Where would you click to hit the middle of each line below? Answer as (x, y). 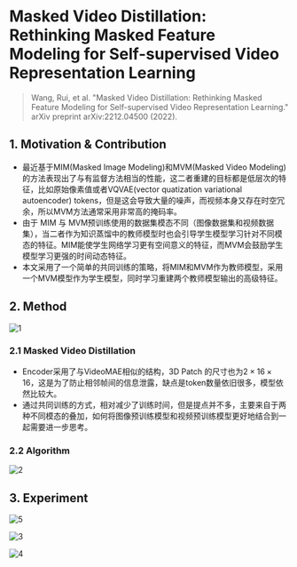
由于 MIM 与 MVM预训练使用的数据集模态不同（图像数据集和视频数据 (148, 222)
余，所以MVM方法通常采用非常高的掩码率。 (102, 212)
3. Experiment (49, 498)
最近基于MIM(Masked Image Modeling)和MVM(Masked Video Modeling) (154, 167)
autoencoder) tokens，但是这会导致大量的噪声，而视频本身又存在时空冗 (153, 200)
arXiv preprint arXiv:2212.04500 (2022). (104, 116)
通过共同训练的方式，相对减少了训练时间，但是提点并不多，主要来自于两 (154, 404)
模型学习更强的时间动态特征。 (76, 256)
